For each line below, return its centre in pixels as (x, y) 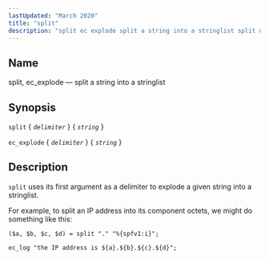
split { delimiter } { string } (56, 126)
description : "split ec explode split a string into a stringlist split (132, 30)
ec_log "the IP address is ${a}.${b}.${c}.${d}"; (93, 248)
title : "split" (34, 23)
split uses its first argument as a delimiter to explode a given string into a (130, 186)
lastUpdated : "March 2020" (53, 16)
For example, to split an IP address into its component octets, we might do (130, 210)
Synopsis (32, 108)
